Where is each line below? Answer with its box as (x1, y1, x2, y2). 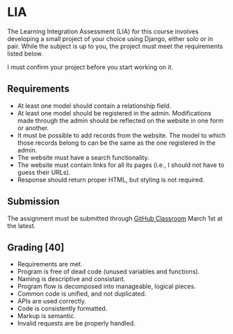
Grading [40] (7, 241, 65, 253)
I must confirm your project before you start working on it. (7, 63, 174, 71)
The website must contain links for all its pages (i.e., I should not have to (17, 161, 225, 169)
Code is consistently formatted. (17, 304, 108, 313)
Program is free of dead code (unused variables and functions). (17, 267, 200, 276)
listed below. (7, 49, 44, 58)
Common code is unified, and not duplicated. (17, 289, 147, 298)
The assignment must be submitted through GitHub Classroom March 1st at (7, 214, 223, 223)
